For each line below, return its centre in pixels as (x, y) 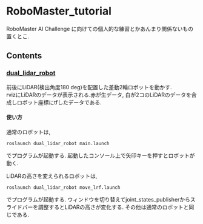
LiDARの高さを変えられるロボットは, (52, 176)
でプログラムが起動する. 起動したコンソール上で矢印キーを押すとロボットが (101, 155)
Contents (24, 56)
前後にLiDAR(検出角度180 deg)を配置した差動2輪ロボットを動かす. (89, 87)
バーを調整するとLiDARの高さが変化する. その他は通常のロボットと (105, 207)
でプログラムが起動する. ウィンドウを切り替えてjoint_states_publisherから (98, 199)
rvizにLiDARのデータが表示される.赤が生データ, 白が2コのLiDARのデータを (99, 95)
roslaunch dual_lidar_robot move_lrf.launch (63, 187)
